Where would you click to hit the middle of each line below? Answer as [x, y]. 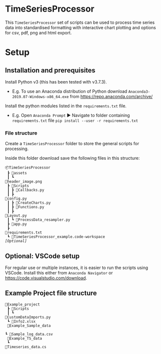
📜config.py [16, 199]
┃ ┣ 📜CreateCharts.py [29, 203]
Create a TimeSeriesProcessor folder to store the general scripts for [72, 144]
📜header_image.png [24, 182]
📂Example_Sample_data [29, 326]
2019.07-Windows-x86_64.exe [40, 97]
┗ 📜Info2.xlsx [21, 321]
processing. [17, 149]
